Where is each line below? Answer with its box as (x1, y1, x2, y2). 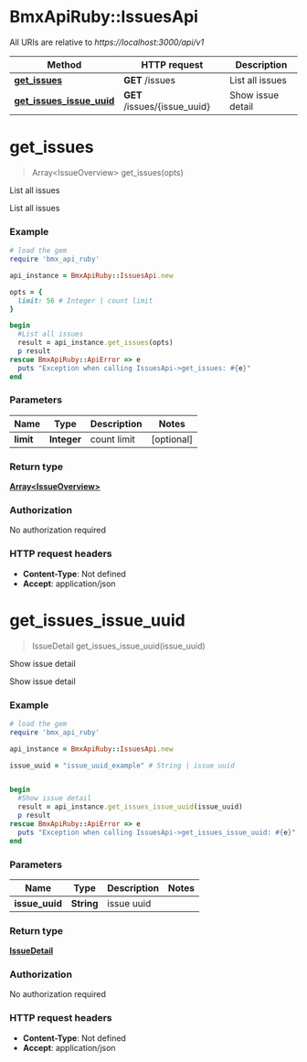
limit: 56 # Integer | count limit (17, 295, 153, 306)
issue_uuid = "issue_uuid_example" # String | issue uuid (9, 761, 235, 770)
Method (47, 58, 82, 70)
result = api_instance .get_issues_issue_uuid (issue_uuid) (17, 802, 244, 811)
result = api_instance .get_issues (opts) (17, 338, 174, 348)
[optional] (150, 433, 194, 445)
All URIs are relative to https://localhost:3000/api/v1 (9, 37, 205, 48)
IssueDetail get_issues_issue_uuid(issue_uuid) (31, 640, 206, 651)
